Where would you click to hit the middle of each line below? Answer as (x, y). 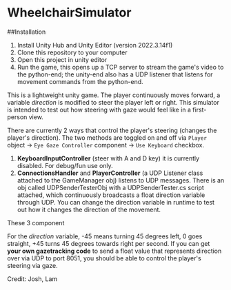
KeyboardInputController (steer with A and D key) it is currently (108, 158)
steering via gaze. (32, 265)
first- (200, 110)
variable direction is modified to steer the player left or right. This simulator (113, 102)
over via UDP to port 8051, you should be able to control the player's (104, 258)
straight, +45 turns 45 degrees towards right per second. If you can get (109, 243)
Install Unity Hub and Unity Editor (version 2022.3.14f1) (95, 45)
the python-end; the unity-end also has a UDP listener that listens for (115, 74)
